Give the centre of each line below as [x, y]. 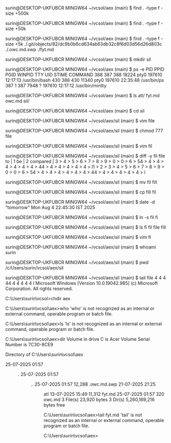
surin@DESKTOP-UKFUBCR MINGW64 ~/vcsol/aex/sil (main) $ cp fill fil [81, 192]
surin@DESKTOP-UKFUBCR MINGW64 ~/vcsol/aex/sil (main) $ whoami [81, 247]
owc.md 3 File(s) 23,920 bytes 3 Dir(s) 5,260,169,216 [99, 400]
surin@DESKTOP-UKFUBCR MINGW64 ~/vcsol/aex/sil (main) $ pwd [77, 262]
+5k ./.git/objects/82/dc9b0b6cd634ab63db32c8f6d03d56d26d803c [89, 44]
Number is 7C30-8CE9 [29, 345]
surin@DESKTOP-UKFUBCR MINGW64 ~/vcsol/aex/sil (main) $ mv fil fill [81, 182]
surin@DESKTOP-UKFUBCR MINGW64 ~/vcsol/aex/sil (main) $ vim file [80, 121]
